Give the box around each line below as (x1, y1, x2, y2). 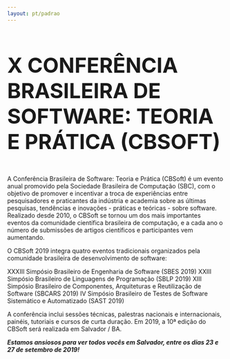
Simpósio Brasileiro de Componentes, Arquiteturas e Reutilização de (7, 282, 202, 290)
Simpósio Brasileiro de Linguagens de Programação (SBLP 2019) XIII (7, 274, 202, 283)
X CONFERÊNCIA (7, 52, 178, 78)
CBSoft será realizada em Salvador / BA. (7, 324, 122, 333)
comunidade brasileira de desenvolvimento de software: (7, 253, 167, 262)
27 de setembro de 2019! (7, 345, 80, 353)
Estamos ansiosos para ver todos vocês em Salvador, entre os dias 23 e (7, 338, 219, 346)
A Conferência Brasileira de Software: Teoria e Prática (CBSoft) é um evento (7, 174, 223, 183)
